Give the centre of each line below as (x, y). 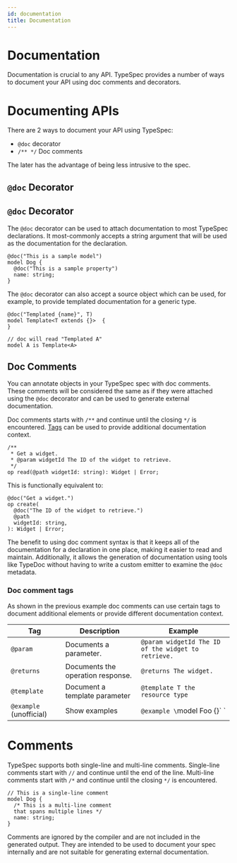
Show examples (91, 711)
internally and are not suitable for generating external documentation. (108, 852)
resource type (164, 694)
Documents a (87, 644)
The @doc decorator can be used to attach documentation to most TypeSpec (118, 228)
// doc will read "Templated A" (55, 339)
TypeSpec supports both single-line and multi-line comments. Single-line (114, 765)
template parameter (98, 695)
